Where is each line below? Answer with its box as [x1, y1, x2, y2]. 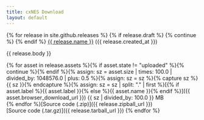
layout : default [6, 15, 47, 21]
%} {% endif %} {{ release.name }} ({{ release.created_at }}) [6, 38, 158, 45]
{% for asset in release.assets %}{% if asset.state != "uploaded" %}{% [6, 62, 185, 69]
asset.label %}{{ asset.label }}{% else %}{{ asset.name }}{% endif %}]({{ [6, 87, 191, 94]
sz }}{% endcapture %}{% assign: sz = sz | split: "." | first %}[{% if [12, 80, 180, 88]
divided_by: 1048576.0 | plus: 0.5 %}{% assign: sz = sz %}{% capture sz [6, 74, 189, 82]
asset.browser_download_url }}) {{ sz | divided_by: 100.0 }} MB [6, 94, 164, 101]
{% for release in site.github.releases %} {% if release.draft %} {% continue [6, 31, 197, 38]
